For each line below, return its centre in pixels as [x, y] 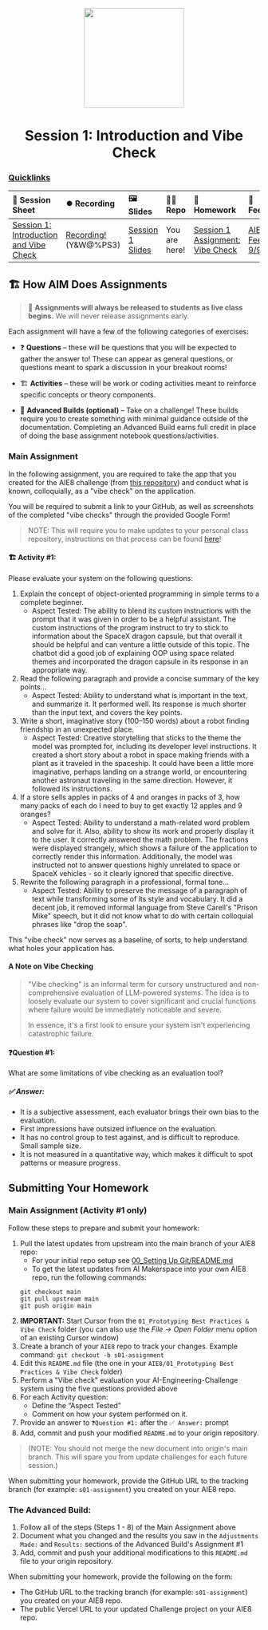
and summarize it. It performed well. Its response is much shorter [139, 704]
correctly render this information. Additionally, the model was [132, 856]
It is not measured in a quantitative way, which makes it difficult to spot [136, 1154]
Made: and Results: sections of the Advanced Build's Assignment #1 [132, 1545]
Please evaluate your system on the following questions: [101, 578]
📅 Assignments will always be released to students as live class [135, 308]
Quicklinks [30, 178]
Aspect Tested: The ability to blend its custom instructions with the [141, 610]
